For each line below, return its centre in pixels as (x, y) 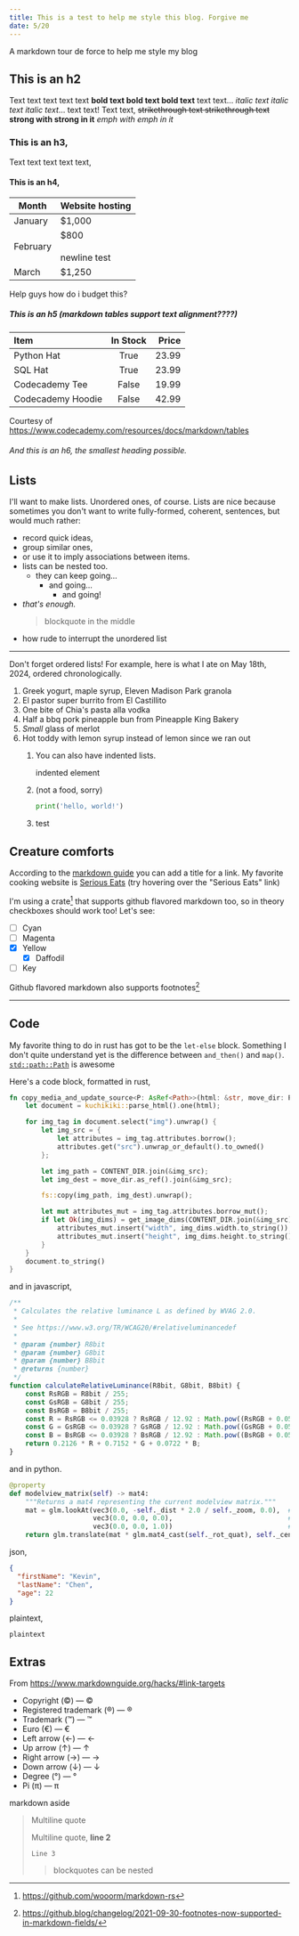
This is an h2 (45, 79)
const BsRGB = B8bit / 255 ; (77, 1411)
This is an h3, (39, 142)
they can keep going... (76, 576)
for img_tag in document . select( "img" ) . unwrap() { (121, 1122)
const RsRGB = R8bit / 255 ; (77, 1394)
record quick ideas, (57, 538)
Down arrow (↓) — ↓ (61, 1767)
